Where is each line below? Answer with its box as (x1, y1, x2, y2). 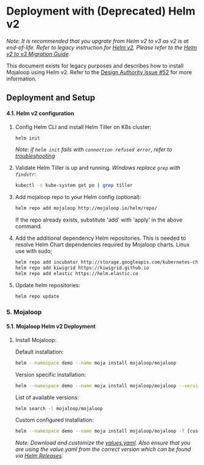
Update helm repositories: (15, 281, 80, 288)
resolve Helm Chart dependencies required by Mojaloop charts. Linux (15, 241, 190, 248)
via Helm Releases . (15, 452, 64, 460)
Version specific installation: (15, 371, 86, 378)
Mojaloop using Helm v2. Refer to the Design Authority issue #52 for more (6, 68, 192, 75)
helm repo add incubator (15, 259, 79, 265)
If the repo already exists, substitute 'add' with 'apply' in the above (15, 216, 183, 223)
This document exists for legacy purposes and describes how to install (6, 62, 184, 69)
